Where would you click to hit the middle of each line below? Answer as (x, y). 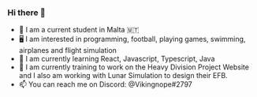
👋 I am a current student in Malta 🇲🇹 (79, 30)
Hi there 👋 (27, 13)
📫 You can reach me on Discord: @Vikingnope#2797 (105, 84)
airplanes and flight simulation (68, 50)
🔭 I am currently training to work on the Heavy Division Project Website (134, 67)
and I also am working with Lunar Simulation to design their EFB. (123, 76)
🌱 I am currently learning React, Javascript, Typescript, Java (117, 59)
